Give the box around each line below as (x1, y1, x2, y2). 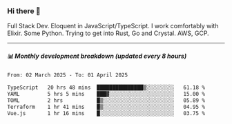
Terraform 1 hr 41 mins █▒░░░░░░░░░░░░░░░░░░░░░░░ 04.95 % (7, 103, 206, 110)
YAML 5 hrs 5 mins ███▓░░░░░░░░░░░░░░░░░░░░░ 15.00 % (7, 91, 206, 98)
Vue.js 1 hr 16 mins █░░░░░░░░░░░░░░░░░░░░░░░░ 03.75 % (7, 110, 206, 116)
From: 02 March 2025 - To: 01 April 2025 (7, 72, 128, 79)
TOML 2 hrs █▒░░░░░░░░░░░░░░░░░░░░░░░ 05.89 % (7, 96, 206, 104)
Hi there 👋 (7, 6, 41, 16)
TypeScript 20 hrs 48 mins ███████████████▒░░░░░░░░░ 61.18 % (7, 84, 206, 92)
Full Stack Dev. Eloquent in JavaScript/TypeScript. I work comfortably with (7, 22, 219, 30)
